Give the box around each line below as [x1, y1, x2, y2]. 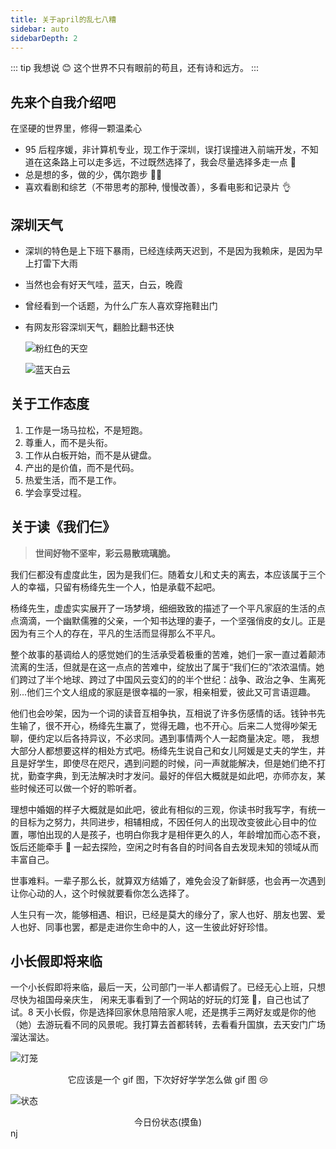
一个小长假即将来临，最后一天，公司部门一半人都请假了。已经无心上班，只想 [10, 981, 326, 993]
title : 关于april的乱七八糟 [10, 14, 117, 25]
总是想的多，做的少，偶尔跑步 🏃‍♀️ [24, 169, 163, 181]
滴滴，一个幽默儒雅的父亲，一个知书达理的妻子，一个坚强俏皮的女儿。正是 [18, 614, 326, 626]
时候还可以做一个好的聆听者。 [18, 782, 142, 794]
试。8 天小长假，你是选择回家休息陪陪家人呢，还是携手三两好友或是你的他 [10, 1006, 317, 1018]
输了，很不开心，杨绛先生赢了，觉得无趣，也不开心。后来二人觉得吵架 [18, 719, 308, 731]
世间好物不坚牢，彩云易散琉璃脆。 [34, 547, 176, 559]
